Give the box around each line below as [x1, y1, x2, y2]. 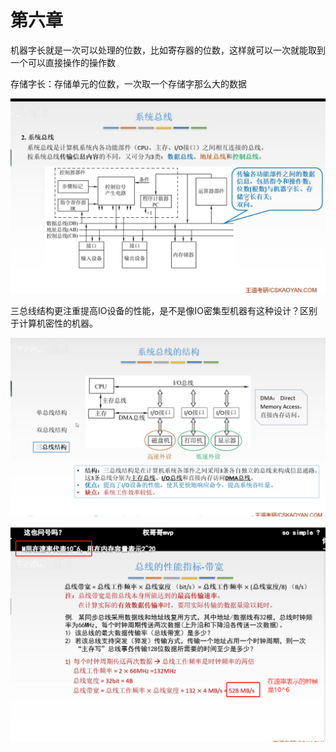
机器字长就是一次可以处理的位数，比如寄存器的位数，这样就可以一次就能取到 [10, 44, 326, 56]
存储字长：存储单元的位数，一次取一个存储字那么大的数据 [10, 77, 247, 90]
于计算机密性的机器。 [10, 317, 98, 329]
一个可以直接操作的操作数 [10, 56, 116, 68]
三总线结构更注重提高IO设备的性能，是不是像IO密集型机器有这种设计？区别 [10, 304, 318, 316]
